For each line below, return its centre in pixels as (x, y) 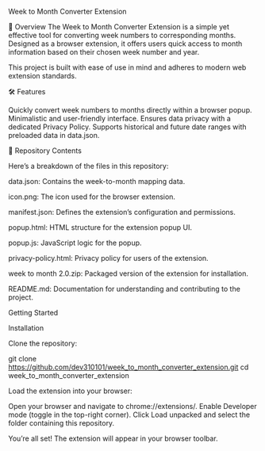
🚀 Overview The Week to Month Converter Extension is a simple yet (119, 27)
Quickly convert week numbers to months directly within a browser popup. (130, 110)
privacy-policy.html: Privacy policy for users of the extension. (108, 258)
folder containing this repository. (61, 423)
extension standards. (42, 76)
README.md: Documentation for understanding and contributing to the (124, 289)
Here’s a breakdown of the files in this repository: (88, 166)
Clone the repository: (43, 343)
